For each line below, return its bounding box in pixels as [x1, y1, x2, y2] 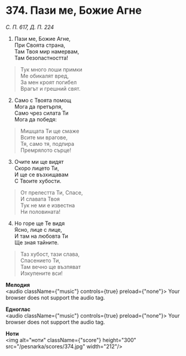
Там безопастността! [14, 54, 68, 61]
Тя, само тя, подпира [20, 140, 75, 147]
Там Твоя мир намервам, [14, 47, 80, 55]
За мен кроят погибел [20, 79, 77, 86]
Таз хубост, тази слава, [20, 250, 80, 258]
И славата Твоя [20, 195, 60, 202]
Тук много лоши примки [20, 65, 83, 73]
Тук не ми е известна [20, 202, 75, 209]
